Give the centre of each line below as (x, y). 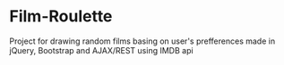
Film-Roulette (61, 16)
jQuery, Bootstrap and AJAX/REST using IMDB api (102, 50)
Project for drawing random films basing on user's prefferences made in (142, 41)
